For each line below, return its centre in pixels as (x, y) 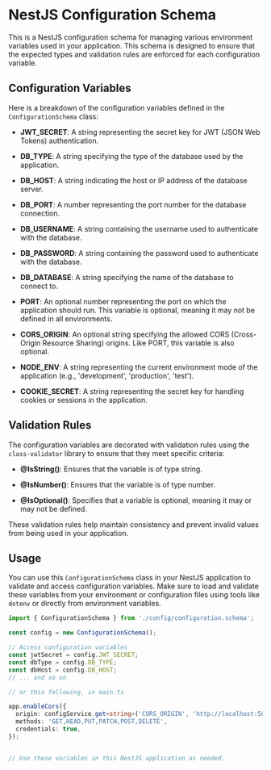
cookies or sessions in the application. (83, 400)
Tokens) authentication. (59, 140)
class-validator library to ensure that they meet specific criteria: (117, 453)
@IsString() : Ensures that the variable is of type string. (111, 469)
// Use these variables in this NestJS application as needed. (117, 758)
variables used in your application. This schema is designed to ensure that (132, 45)
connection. (40, 213)
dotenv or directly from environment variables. (85, 604)
